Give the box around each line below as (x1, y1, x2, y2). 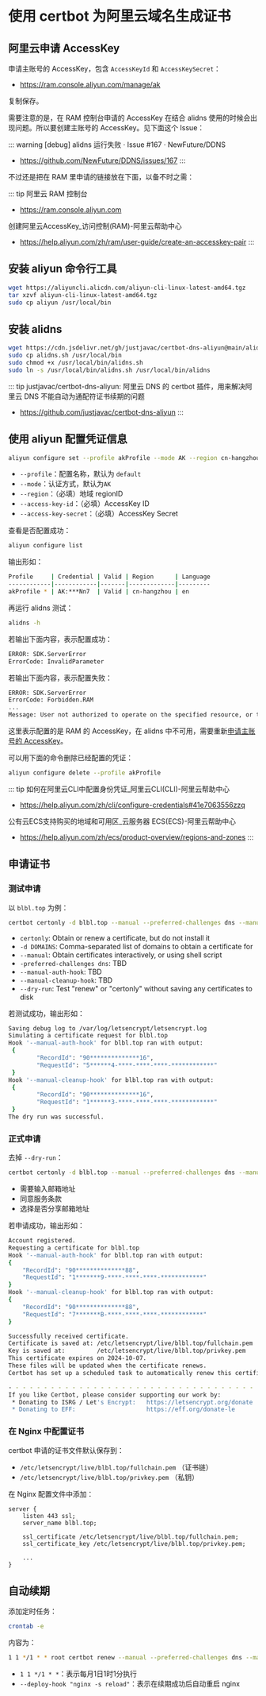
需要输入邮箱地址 (19, 1184, 76, 1194)
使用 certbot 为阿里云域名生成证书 (8, 7, 231, 25)
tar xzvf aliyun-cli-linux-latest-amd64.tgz (8, 291, 158, 299)
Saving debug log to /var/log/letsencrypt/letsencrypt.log (8, 1024, 207, 1033)
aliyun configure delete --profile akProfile (8, 769, 161, 777)
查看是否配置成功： (8, 526, 71, 535)
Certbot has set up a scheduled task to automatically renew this (8, 1369, 232, 1377)
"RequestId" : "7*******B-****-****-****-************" (22, 1310, 207, 1319)
